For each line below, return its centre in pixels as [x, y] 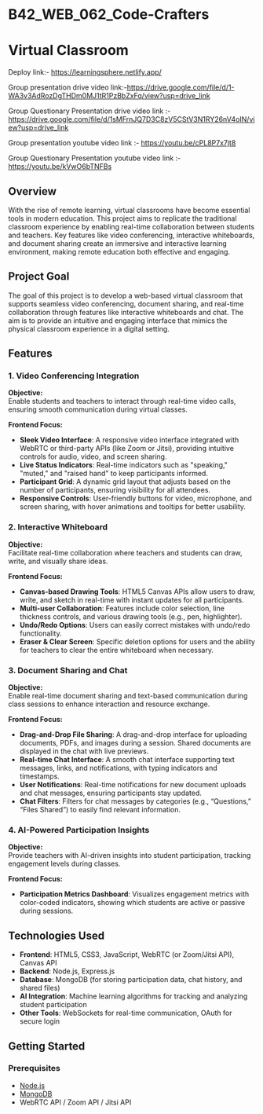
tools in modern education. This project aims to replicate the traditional [122, 218]
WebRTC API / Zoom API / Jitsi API [75, 1102]
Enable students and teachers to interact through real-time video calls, [122, 401]
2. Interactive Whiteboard [58, 527]
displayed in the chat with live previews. [84, 751]
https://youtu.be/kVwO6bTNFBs [60, 167]
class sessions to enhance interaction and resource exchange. [109, 704]
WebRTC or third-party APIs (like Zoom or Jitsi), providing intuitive [126, 449]
